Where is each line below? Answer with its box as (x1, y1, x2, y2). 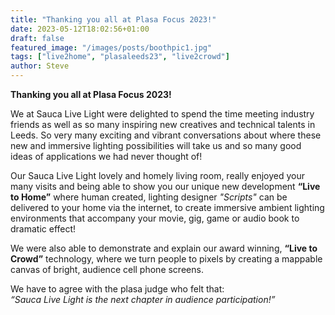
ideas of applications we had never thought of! (10, 151, 203, 162)
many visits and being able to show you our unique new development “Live (10, 181, 321, 192)
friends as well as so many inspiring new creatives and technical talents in (10, 119, 316, 130)
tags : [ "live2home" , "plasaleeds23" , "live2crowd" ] (10, 52, 230, 62)
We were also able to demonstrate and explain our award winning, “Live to (10, 242, 318, 254)
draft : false (10, 33, 65, 43)
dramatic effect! (10, 223, 77, 235)
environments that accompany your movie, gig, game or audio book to (10, 212, 300, 224)
